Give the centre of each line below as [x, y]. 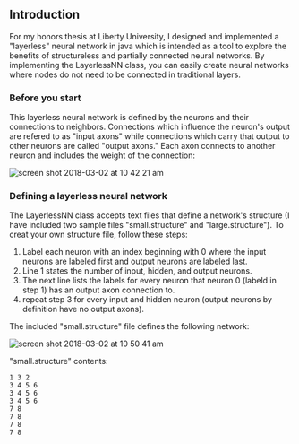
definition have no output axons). [83, 309]
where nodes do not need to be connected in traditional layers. [125, 74]
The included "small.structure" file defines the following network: [129, 326]
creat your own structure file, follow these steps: [98, 235]
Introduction [45, 15]
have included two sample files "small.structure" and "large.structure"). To [146, 225]
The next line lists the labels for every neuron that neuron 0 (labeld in [149, 281]
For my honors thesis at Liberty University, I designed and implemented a [144, 36]
